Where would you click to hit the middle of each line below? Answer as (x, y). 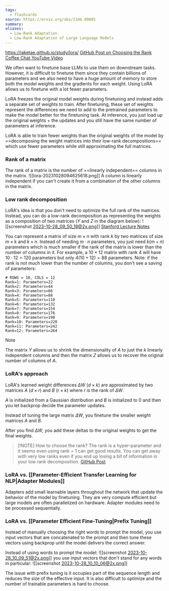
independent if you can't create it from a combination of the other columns (83, 181)
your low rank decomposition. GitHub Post (62, 461)
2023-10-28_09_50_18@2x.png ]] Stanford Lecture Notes (91, 227)
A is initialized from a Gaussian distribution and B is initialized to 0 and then (83, 400)
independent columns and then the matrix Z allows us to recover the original (84, 355)
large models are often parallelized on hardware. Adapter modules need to (82, 503)
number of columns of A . (31, 361)
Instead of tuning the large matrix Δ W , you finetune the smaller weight (78, 415)
